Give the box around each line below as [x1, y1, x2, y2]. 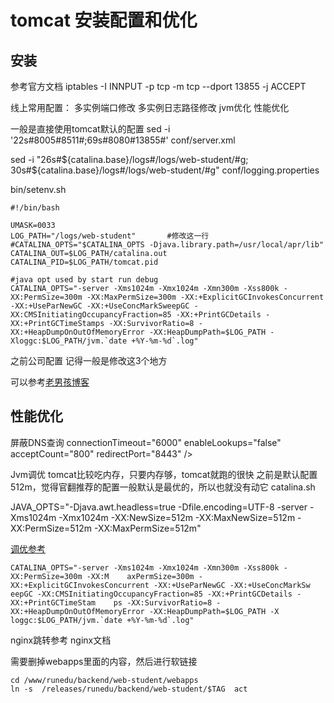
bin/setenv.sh [10, 184, 67, 195]
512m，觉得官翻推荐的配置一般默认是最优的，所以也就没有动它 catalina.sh [10, 481, 316, 493]
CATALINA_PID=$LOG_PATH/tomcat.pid [10, 257, 159, 267]
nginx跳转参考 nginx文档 [10, 634, 112, 646]
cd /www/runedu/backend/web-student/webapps [10, 675, 199, 685]
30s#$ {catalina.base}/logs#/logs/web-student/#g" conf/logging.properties [10, 164, 320, 176]
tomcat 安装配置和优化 [10, 9, 198, 32]
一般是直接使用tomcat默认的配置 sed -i [10, 123, 171, 135]
